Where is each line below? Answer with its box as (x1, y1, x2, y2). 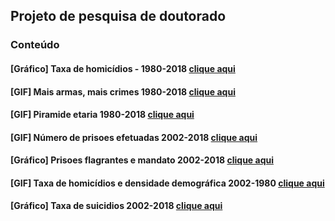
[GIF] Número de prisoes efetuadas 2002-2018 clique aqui (10, 131, 258, 143)
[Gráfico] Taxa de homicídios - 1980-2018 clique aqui (10, 62, 236, 74)
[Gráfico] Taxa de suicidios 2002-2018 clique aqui (10, 200, 223, 212)
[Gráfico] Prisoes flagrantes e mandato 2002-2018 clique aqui (10, 154, 274, 166)
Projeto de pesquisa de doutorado (10, 8, 227, 25)
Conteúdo (10, 38, 60, 52)
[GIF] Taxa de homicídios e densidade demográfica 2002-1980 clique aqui (10, 177, 325, 189)
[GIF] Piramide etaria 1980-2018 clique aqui (10, 109, 195, 121)
